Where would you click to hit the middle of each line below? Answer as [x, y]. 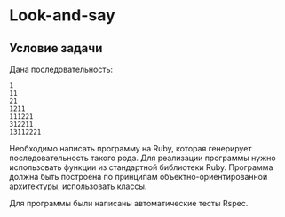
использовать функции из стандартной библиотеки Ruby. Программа [141, 167]
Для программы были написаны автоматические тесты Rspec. [129, 203]
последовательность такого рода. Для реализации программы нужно [143, 158]
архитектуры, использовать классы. [78, 186]
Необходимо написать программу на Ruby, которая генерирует [131, 148]
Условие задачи [56, 48]
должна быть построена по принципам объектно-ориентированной [139, 177]
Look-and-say [62, 15]
